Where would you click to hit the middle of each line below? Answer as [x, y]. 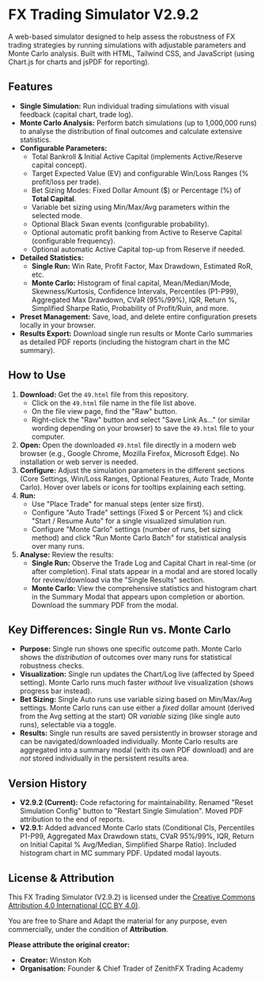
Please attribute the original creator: [69, 945]
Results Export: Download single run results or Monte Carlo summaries [136, 333]
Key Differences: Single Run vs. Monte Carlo [120, 629]
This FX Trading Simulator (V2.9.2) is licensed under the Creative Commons [132, 897]
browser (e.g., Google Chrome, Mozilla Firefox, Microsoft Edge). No [129, 453]
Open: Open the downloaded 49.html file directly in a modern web [128, 445]
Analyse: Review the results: [66, 554]
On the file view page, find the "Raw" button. [104, 411]
